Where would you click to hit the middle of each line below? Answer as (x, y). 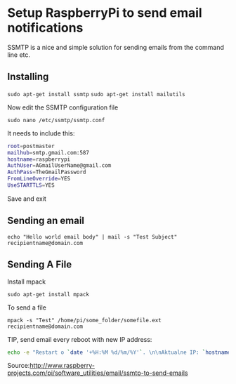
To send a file (27, 307)
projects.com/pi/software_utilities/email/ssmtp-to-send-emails (98, 373)
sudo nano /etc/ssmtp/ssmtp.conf (56, 120)
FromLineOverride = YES (39, 179)
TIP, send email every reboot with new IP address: (80, 339)
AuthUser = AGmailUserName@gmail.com (59, 166)
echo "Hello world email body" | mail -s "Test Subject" (92, 237)
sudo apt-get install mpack (48, 294)
